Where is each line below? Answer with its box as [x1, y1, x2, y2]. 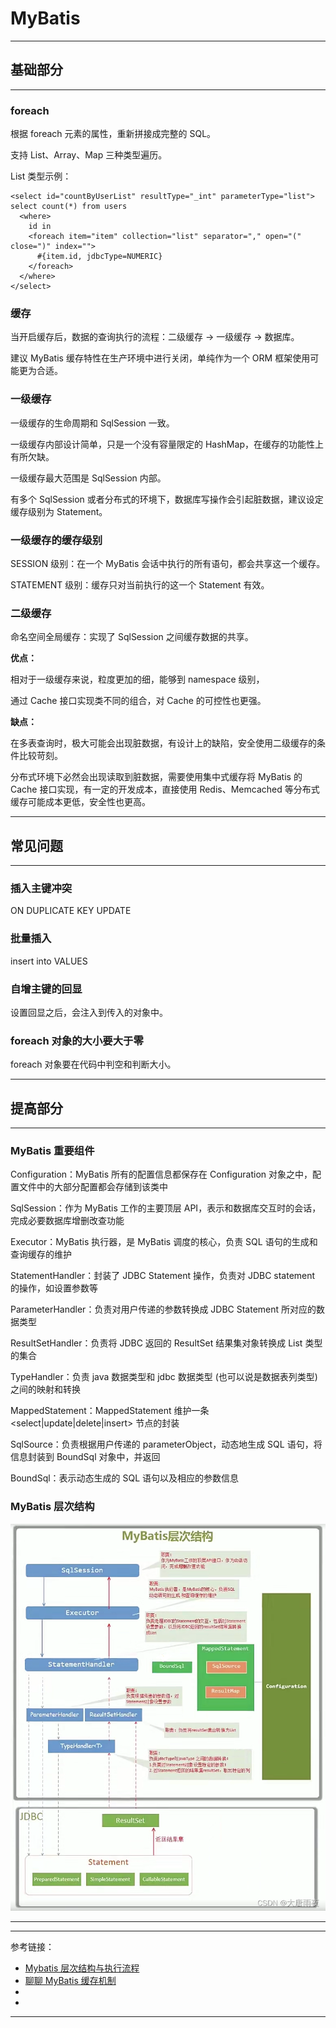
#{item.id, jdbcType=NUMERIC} [36, 252, 163, 262]
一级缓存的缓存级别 [10, 533, 103, 547]
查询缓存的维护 [10, 1248, 72, 1261]
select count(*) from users [10, 202, 128, 212]
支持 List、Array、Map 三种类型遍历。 [10, 149, 168, 161]
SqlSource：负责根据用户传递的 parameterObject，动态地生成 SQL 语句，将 [10, 1438, 323, 1451]
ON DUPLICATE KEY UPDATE [10, 905, 132, 917]
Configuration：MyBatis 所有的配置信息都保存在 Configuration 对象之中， [10, 1168, 313, 1181]
